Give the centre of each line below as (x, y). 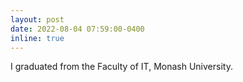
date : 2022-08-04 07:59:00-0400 (77, 29)
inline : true (37, 38)
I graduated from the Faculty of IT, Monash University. (121, 67)
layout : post (37, 19)
